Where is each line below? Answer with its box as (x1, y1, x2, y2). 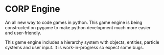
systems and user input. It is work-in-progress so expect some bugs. (5, 44, 144, 50)
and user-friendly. (5, 30, 42, 36)
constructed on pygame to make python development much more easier (5, 24, 151, 30)
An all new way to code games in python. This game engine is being (5, 19, 142, 25)
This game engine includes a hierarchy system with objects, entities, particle (5, 39, 160, 45)
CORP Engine (5, 3, 60, 15)
